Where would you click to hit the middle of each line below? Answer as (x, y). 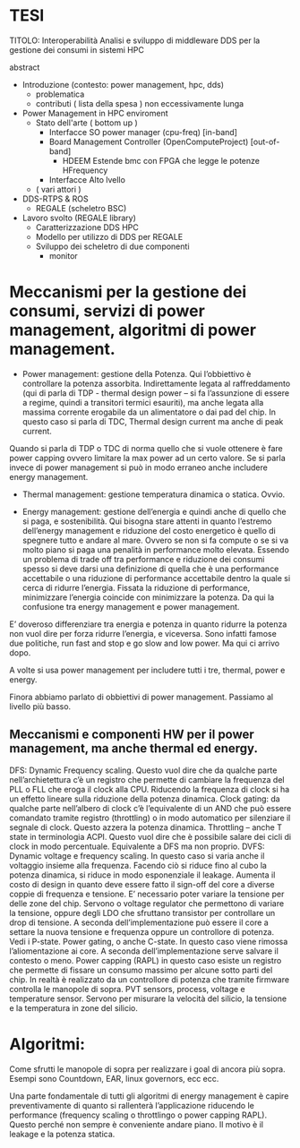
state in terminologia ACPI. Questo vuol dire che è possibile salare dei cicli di (150, 836)
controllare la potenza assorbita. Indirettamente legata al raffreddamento (156, 383)
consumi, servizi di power (107, 311)
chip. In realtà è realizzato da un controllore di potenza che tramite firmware (149, 979)
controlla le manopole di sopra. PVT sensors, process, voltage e (128, 989)
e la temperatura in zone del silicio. (74, 1007)
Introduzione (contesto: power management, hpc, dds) (123, 84)
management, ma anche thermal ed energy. (133, 749)
